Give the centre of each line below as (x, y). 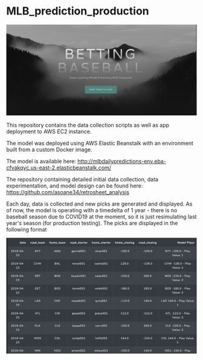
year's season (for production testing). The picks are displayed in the (92, 223)
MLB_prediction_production (78, 11)
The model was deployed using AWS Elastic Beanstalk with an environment (100, 144)
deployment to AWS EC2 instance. (49, 131)
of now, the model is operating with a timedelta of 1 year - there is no (92, 210)
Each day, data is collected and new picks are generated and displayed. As (99, 204)
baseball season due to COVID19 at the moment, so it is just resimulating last (101, 217)
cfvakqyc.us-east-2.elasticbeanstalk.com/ (59, 168)
